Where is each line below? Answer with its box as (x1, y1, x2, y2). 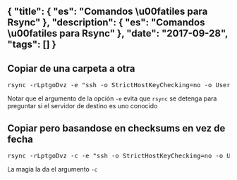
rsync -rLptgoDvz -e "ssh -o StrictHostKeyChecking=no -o (7, 81, 212, 89)
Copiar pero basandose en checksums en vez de (7, 122, 226, 134)
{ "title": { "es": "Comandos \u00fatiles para (7, 6, 208, 18)
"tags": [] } (7, 39, 56, 51)
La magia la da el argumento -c (7, 165, 98, 174)
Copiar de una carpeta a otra (7, 63, 135, 75)
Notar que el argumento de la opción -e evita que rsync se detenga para (7, 94, 217, 103)
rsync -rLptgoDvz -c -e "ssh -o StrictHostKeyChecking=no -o (7, 152, 224, 160)
